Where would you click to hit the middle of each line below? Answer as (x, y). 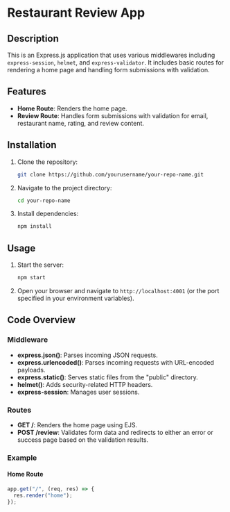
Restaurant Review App (76, 13)
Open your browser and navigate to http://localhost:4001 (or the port (118, 290)
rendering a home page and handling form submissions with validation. (108, 70)
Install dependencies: (48, 214)
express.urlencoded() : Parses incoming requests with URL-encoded (116, 362)
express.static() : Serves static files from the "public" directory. (108, 377)
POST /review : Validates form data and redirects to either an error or (115, 432)
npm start (32, 278)
